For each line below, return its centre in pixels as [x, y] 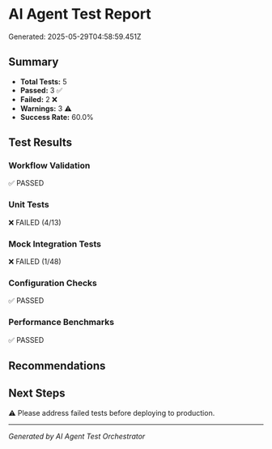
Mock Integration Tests [55, 244]
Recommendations [57, 366]
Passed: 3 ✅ [41, 90]
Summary [34, 62]
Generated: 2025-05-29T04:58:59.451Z [75, 36]
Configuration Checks [53, 283]
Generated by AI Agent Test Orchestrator [77, 436]
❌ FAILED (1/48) [35, 262]
